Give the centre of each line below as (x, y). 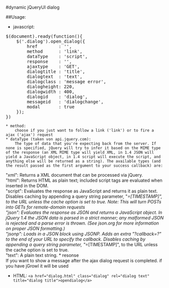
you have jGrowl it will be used (37, 266)
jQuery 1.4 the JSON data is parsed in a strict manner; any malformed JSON (85, 218)
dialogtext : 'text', (55, 77)
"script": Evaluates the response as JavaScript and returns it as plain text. (82, 191)
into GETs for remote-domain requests (45, 207)
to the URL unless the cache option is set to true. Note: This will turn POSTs (84, 202)
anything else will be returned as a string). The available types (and (83, 161)
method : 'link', (55, 52)
